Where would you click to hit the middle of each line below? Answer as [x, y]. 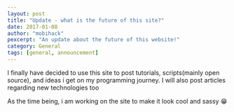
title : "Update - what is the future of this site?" [86, 20]
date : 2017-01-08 [33, 27]
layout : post [26, 14]
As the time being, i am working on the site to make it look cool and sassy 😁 [117, 101]
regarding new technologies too [53, 87]
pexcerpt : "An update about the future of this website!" [94, 40]
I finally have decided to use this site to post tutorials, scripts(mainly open [113, 72]
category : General [34, 46]
